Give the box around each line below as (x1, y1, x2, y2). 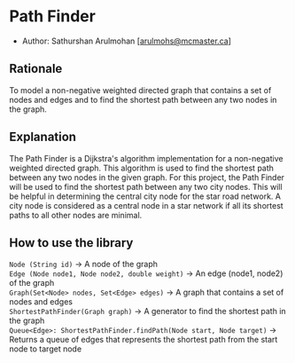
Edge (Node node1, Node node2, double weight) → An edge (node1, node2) (9, 268, 283, 279)
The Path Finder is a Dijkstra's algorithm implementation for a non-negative (9, 153, 283, 163)
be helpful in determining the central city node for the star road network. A (9, 191, 282, 201)
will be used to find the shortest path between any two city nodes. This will (9, 181, 283, 192)
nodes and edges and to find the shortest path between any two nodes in (9, 94, 277, 105)
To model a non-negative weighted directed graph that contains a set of (9, 84, 272, 95)
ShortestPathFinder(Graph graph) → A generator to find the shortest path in (9, 306, 286, 317)
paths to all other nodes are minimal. (9, 209, 143, 220)
